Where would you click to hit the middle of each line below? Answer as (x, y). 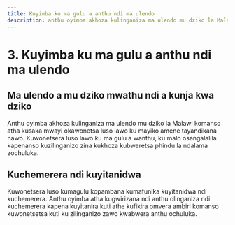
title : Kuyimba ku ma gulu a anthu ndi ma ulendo (81, 14)
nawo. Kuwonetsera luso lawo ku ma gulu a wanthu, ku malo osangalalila (112, 138)
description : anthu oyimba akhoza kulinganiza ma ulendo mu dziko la (111, 20)
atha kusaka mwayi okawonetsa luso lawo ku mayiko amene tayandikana (112, 131)
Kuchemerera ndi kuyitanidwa (74, 174)
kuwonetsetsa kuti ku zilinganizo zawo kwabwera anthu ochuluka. (102, 214)
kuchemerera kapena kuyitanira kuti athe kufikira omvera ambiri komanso (113, 206)
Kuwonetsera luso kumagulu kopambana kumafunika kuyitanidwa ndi (107, 191)
